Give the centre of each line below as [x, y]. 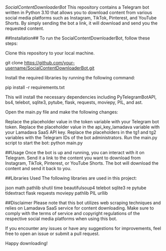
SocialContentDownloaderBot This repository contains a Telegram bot [77, 7]
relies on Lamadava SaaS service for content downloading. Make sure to [80, 208]
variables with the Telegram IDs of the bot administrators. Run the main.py [81, 137]
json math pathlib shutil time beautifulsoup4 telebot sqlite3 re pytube [76, 188]
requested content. [25, 28]
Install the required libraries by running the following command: [70, 78]
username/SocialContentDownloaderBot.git [50, 68]
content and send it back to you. [38, 168]
